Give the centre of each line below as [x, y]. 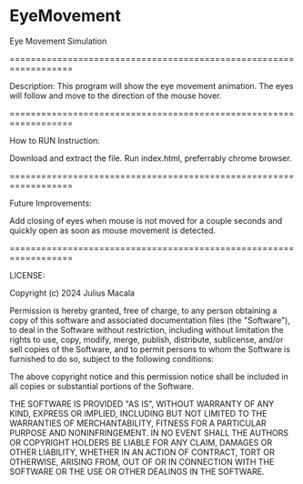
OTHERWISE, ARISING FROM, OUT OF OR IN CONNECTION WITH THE [142, 461]
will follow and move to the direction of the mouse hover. [116, 96]
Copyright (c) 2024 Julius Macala [72, 293]
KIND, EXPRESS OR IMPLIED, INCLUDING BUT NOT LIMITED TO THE [138, 413]
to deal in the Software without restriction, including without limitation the [146, 329]
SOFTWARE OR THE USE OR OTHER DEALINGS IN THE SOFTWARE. [137, 471]
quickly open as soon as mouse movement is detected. [113, 230]
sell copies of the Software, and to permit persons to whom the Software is [150, 349]
